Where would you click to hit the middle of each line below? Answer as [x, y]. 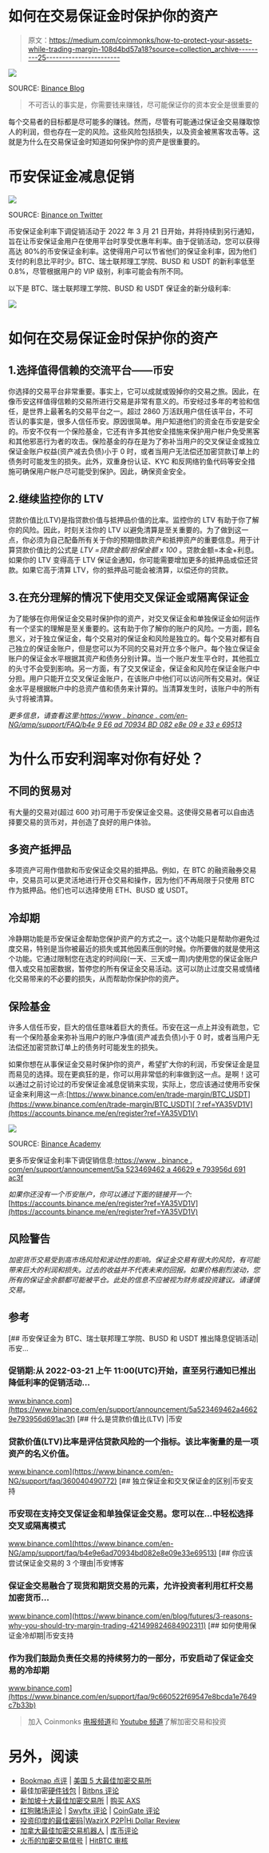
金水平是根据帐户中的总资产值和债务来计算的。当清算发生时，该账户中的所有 [134, 688]
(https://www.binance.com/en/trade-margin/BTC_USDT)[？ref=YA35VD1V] [131, 1104]
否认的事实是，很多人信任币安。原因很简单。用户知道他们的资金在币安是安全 [134, 421]
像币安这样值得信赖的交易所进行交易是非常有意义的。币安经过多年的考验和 [131, 401]
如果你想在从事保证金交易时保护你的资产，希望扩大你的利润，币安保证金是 [131, 1064]
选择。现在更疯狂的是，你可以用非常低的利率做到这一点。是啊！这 [144, 1074]
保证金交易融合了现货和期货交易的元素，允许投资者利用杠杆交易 [131, 1586]
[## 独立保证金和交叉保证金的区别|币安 [183, 1481]
